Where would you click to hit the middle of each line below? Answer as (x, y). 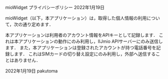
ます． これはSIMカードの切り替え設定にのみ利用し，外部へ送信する (85, 54)
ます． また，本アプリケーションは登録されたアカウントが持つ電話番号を (81, 48)
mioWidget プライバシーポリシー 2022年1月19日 (55, 7)
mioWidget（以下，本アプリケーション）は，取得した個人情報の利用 (76, 18)
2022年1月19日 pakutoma (32, 71)
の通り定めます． (36, 24)
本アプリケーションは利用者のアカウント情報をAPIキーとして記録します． (81, 35)
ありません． (27, 60)
